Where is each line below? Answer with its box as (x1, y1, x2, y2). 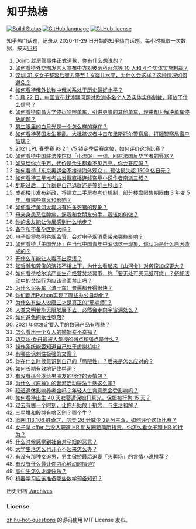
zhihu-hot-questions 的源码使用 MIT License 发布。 (6, 517, 131, 524)
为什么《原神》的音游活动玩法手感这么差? (15, 379, 116, 386)
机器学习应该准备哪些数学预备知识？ (15, 474, 103, 481)
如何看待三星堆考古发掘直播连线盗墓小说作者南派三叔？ (15, 174, 149, 181)
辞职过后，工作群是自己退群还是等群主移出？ (15, 181, 123, 188)
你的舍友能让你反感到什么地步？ (15, 218, 92, 225)
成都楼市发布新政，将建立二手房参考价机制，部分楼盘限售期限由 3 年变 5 (15, 189, 190, 196)
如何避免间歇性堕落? (15, 313, 64, 320)
